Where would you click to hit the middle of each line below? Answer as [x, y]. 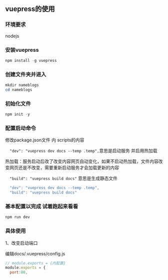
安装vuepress [22, 50]
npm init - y [17, 115]
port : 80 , [19, 272]
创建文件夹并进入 [26, 74]
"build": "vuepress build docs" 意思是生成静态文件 [64, 178]
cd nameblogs [19, 90]
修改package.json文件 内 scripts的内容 [45, 140]
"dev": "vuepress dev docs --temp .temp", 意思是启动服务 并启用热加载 [83, 151]
